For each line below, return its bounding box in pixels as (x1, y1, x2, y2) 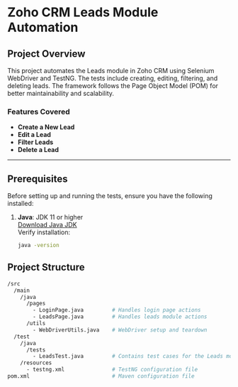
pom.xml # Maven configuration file (7, 373, 195, 380)
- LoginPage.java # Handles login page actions (33, 307, 201, 314)
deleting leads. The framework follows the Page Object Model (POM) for (7, 82, 218, 89)
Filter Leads (17, 138, 54, 146)
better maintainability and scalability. (7, 89, 115, 97)
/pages (25, 300, 46, 307)
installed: (7, 200, 34, 208)
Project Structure (7, 261, 85, 273)
